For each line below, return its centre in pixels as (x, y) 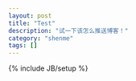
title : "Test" (32, 23)
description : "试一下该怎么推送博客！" (68, 30)
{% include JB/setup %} (48, 68)
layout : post (30, 16)
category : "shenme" (41, 38)
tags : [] (23, 46)
